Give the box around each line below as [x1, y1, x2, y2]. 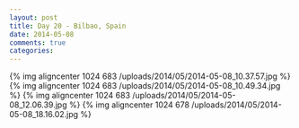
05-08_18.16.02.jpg [9, 109, 79, 120]
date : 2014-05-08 [9, 30, 75, 38]
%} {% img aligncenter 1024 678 [68, 99, 190, 110]
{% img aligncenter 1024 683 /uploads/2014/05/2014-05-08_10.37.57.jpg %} [9, 71, 292, 81]
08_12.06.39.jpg [9, 99, 67, 110]
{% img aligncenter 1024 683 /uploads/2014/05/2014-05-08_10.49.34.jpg [9, 81, 281, 91]
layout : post [9, 13, 58, 22]
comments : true [9, 38, 66, 47]
